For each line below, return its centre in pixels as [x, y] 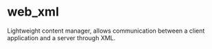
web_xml [33, 12]
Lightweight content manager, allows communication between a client [106, 31]
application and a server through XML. [61, 37]
